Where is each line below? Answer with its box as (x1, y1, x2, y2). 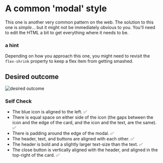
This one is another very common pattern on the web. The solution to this (5, 19, 154, 25)
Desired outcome (5, 72, 59, 81)
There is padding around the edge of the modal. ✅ (12, 131, 114, 136)
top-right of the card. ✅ (12, 152, 60, 158)
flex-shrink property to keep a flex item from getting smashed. (5, 58, 134, 64)
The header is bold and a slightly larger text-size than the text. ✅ (12, 141, 143, 147)
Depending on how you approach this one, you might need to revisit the (5, 53, 150, 59)
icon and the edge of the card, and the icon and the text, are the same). (12, 120, 157, 126)
